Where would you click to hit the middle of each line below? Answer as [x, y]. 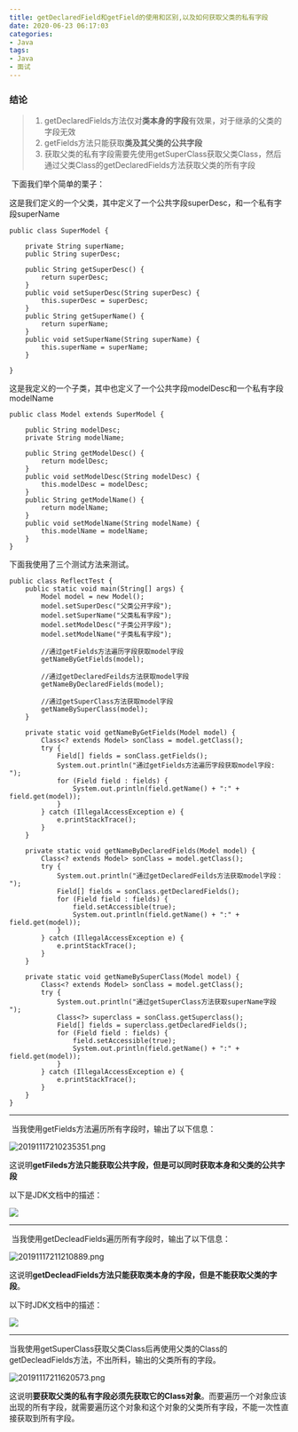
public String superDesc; [73, 254]
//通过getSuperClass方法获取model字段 [107, 702]
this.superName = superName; [95, 347]
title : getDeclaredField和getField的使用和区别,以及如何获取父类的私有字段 [139, 17]
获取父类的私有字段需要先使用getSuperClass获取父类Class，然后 [163, 154]
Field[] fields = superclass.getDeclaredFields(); [152, 1026]
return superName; [75, 324]
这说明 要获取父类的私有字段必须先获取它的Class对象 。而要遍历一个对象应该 [148, 1396]
